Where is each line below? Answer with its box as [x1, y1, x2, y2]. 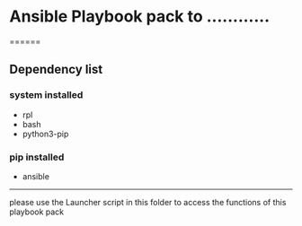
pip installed [9, 151, 65, 163]
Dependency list [9, 62, 103, 77]
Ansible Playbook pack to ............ [9, 6, 270, 27]
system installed [9, 89, 84, 101]
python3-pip [22, 128, 69, 139]
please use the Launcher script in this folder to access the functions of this [9, 196, 287, 207]
